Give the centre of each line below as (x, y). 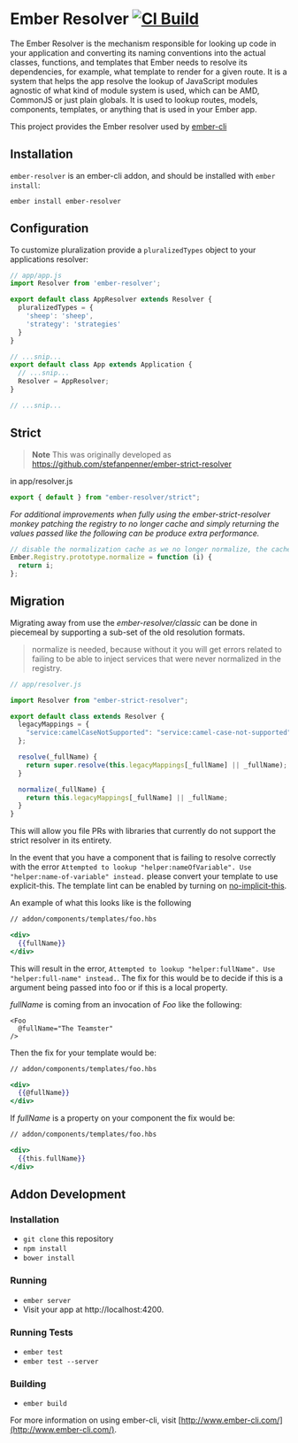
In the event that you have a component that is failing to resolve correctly (143, 858)
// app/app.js (36, 275)
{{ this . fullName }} (52, 1158)
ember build (45, 1404)
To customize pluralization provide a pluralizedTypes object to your (133, 250)
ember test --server (61, 1362)
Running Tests (42, 1332)
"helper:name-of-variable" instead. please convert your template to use (144, 876)
